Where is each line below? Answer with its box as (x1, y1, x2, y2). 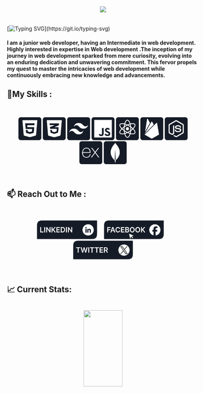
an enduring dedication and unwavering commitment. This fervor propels (7, 58, 197, 66)
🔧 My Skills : (7, 88, 52, 99)
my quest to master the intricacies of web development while (7, 65, 165, 72)
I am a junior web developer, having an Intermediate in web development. (7, 39, 196, 46)
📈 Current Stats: (7, 284, 72, 295)
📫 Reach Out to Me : (7, 189, 87, 199)
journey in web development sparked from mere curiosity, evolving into (7, 52, 192, 59)
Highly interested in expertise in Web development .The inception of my (7, 45, 193, 52)
